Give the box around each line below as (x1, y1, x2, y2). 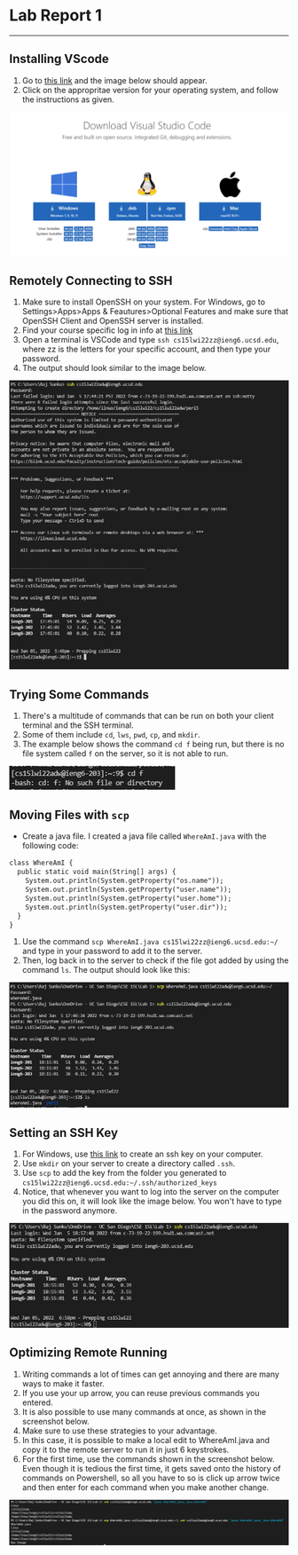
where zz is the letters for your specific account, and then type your (21, 343, 271, 355)
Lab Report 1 (9, 5, 102, 26)
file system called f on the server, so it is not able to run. (21, 748, 229, 759)
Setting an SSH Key (9, 1125, 118, 1141)
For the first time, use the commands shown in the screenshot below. (21, 1453, 275, 1464)
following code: (21, 841, 79, 851)
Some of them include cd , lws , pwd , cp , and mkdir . (21, 730, 201, 740)
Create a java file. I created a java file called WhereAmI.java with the (21, 831, 267, 841)
